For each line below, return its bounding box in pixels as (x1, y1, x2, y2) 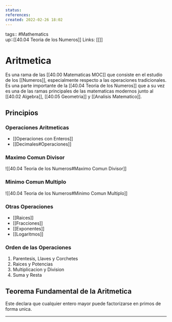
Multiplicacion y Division (12, 266, 64, 273)
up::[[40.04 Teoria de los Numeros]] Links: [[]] (5, 37, 103, 43)
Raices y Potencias (12, 261, 53, 267)
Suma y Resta (12, 272, 42, 278)
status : (5, 7, 22, 13)
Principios (5, 109, 38, 117)
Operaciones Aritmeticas (5, 124, 69, 131)
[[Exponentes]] (12, 225, 45, 231)
